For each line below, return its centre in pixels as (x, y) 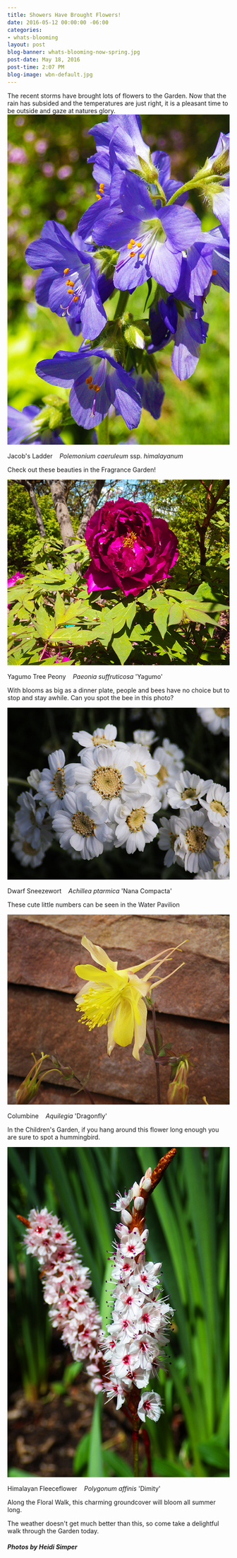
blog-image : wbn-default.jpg (50, 74)
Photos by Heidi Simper (42, 1547)
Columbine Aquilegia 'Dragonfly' (57, 1116)
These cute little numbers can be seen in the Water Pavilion (93, 905)
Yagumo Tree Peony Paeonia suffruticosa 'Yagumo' (85, 676)
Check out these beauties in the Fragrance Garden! (82, 470)
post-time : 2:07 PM (36, 67)
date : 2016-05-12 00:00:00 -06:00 (58, 22)
